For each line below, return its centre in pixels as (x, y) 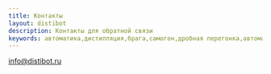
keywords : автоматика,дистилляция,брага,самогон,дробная (106, 38)
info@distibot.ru (35, 61)
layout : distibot (38, 23)
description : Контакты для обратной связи (81, 31)
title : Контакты (35, 16)
